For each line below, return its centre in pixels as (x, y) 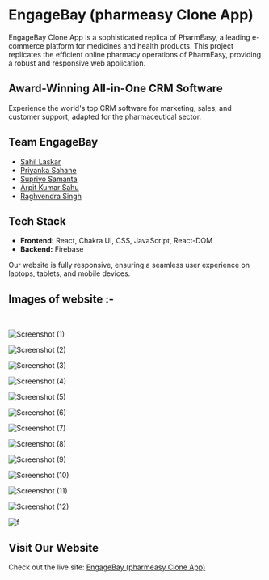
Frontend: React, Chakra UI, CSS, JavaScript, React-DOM (116, 241)
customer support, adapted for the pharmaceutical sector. (105, 116)
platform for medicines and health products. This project (140, 45)
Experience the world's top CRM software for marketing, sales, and (120, 108)
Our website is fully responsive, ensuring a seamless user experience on (129, 265)
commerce (26, 45)
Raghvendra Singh (51, 196)
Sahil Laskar (40, 161)
